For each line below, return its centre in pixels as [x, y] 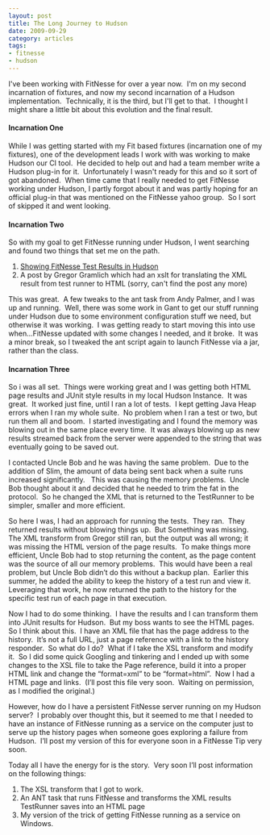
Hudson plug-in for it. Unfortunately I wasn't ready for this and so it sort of [133, 172]
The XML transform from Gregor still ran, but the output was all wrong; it [128, 538]
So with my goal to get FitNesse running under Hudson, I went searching [129, 242]
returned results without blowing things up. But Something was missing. [129, 530]
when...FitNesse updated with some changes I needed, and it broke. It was [133, 334]
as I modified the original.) [52, 691]
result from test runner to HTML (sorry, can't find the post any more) [134, 284]
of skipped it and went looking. [60, 206]
